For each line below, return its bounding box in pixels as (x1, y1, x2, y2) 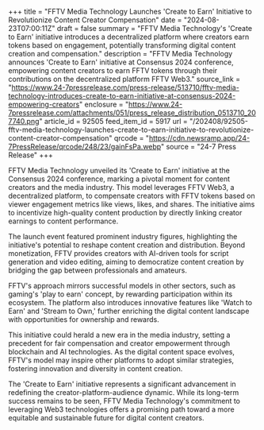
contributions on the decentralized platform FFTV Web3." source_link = (8, 75, 240, 83)
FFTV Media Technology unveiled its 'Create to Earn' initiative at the (8, 166, 230, 175)
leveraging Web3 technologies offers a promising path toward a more (8, 405, 235, 414)
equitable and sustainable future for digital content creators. (8, 413, 205, 422)
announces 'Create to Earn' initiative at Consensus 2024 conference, (8, 57, 234, 67)
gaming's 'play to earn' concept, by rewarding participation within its (8, 289, 233, 299)
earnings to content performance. (8, 216, 119, 226)
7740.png (8, 117, 40, 126)
